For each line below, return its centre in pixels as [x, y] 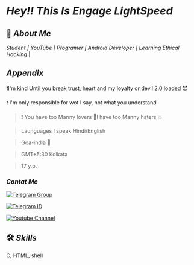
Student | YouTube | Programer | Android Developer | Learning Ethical [93, 48]
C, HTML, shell [25, 255]
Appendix [25, 73]
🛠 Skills [22, 238]
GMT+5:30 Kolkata [44, 154]
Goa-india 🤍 [36, 142]
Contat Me [22, 181]
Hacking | [18, 54]
